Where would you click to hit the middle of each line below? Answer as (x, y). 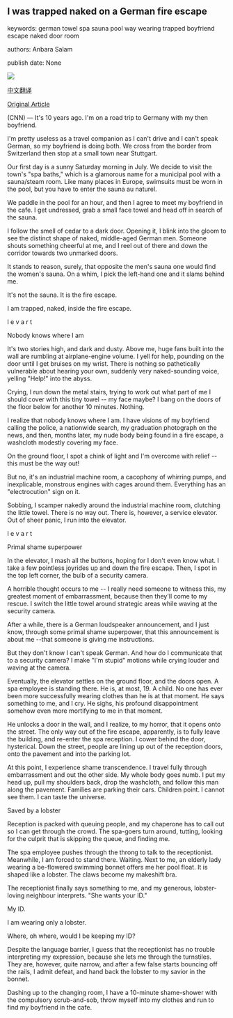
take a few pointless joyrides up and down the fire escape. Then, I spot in (112, 568)
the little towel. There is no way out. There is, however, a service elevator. (112, 512)
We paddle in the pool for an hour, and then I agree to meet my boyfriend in (115, 202)
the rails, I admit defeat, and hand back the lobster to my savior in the (107, 971)
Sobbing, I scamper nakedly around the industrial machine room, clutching (114, 505)
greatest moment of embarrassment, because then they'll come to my (107, 596)
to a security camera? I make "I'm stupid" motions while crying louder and (113, 660)
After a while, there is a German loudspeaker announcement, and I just (108, 624)
